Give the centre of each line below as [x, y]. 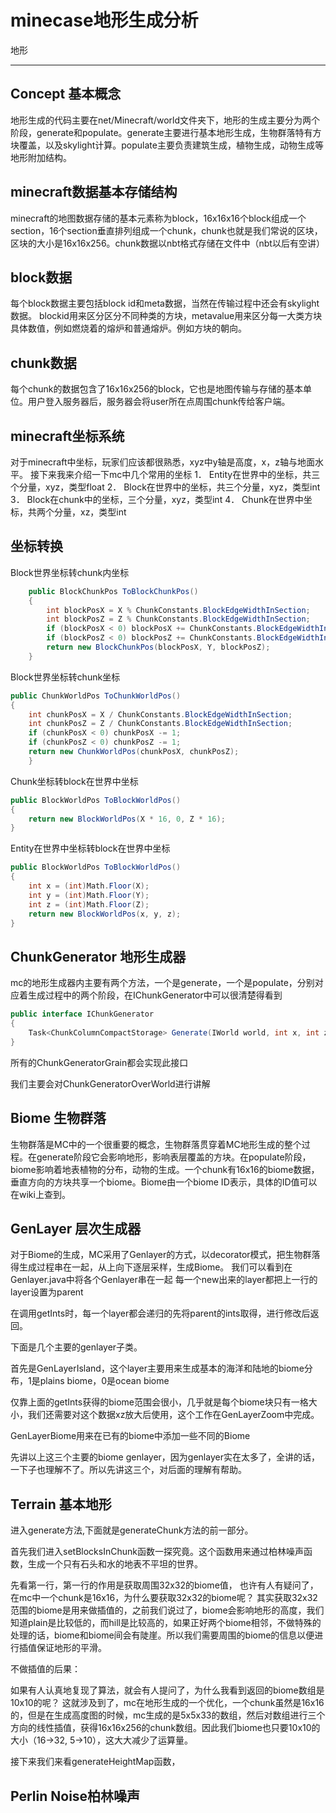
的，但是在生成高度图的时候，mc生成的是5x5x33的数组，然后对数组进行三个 [168, 1715]
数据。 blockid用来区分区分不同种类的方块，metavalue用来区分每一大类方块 [166, 316]
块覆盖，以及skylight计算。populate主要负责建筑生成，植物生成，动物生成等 [167, 145]
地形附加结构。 [41, 157]
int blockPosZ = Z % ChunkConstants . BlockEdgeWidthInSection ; [178, 619]
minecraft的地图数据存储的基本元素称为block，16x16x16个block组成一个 [158, 218]
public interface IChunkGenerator [82, 1014]
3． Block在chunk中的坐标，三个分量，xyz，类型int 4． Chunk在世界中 [157, 499]
